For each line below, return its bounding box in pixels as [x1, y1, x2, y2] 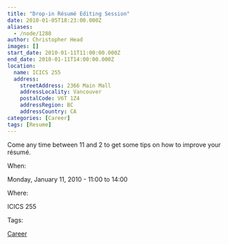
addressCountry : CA [20, 108, 77, 115]
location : [7, 62, 36, 69]
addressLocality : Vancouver [20, 88, 102, 95]
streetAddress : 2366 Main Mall [20, 82, 112, 89]
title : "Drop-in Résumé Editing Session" [7, 10, 130, 18]
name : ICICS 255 [13, 69, 61, 76]
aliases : [7, 23, 33, 30]
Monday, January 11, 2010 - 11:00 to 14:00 [7, 175, 128, 183]
